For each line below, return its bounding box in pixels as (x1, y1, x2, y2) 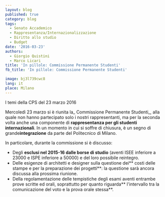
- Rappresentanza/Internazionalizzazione (9, 30, 97, 35)
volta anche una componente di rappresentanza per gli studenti (5, 119, 137, 125)
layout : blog (5, 7, 32, 12)
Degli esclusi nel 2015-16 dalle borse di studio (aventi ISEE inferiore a (12, 149, 156, 155)
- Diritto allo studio (9, 35, 56, 40)
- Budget (9, 40, 28, 45)
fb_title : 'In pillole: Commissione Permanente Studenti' (5, 68, 127, 73)
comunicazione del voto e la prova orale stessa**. (12, 186, 114, 192)
